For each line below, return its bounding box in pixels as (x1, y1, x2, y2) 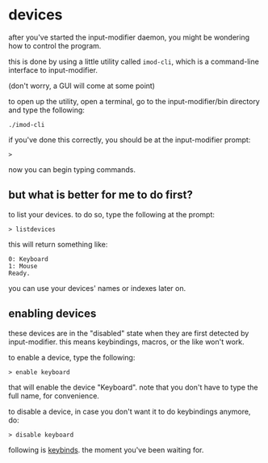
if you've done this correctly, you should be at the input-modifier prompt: (8, 135, 251, 145)
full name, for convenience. (8, 390, 99, 401)
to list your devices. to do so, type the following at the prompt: (8, 209, 216, 219)
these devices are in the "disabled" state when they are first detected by (8, 328, 249, 338)
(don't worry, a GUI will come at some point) (8, 81, 156, 90)
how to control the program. (8, 40, 102, 50)
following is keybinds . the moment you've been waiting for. (8, 444, 204, 454)
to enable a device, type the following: (8, 352, 136, 362)
